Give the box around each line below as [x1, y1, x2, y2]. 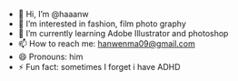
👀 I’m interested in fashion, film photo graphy [17, 18, 186, 29]
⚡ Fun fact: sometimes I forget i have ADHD [17, 62, 181, 72]
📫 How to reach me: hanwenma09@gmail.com [17, 38, 195, 49]
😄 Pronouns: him [17, 51, 84, 62]
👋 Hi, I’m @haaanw [17, 9, 89, 19]
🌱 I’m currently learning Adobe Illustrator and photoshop [17, 28, 229, 38]
